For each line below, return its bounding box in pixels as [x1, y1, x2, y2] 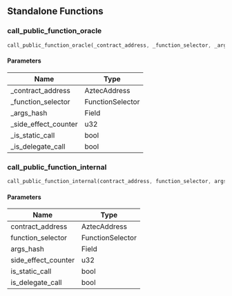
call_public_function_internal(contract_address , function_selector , [7, 178, 212, 185]
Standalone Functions [7, 6, 104, 17]
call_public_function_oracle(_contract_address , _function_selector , [7, 41, 212, 49]
